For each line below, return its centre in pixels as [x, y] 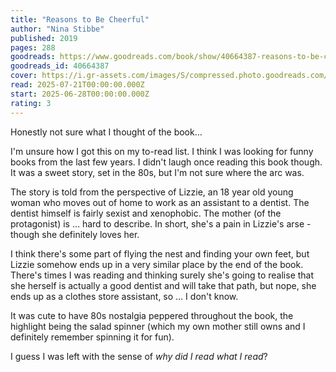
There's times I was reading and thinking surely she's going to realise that [162, 275]
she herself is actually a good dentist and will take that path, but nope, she [163, 285]
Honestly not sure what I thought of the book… [106, 132]
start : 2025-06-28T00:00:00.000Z [80, 94]
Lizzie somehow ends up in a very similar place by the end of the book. [157, 264]
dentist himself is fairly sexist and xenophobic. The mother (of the [146, 213]
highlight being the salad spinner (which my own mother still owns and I [158, 326]
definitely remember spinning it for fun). [92, 337]
